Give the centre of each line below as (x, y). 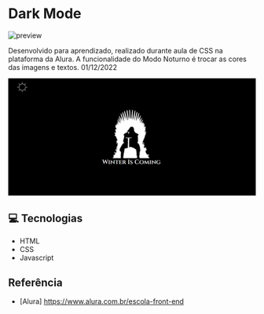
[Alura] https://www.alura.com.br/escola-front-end (102, 301)
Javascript (37, 258)
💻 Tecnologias (46, 219)
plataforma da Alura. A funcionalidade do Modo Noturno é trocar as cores (128, 59)
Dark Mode (45, 14)
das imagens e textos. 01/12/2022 (63, 67)
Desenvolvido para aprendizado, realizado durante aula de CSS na (116, 50)
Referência (35, 282)
